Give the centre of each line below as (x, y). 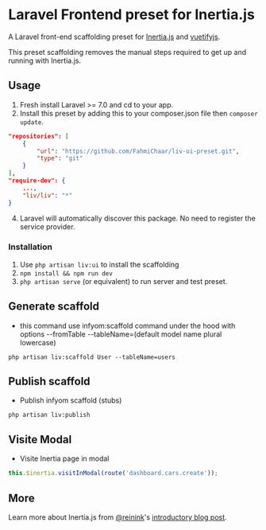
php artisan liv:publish (49, 415)
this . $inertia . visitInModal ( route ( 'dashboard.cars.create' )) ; (113, 473)
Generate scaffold (54, 307)
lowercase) (38, 342)
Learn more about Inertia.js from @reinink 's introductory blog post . (118, 517)
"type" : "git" (60, 158)
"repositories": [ (39, 136)
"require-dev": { (37, 181)
